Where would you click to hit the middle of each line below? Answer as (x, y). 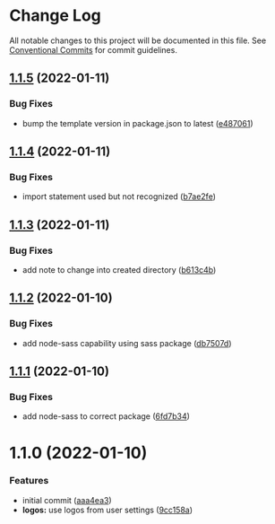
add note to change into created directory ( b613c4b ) (119, 270)
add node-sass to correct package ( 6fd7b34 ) (106, 416)
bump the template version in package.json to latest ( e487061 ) (137, 123)
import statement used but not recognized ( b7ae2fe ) (119, 196)
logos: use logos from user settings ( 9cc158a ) (107, 510)
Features (29, 481)
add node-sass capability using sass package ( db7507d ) (127, 343)
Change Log (55, 16)
